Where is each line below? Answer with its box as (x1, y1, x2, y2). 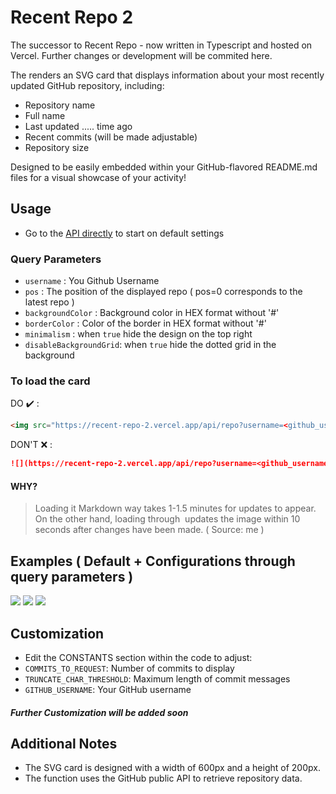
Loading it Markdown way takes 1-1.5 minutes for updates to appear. (34, 502, 317, 515)
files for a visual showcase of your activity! (10, 171, 187, 183)
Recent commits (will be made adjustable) (24, 131, 198, 143)
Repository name (24, 99, 96, 111)
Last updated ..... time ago (24, 120, 133, 132)
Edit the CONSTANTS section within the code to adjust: (24, 651, 253, 663)
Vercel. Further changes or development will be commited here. (10, 49, 273, 61)
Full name (24, 109, 66, 121)
